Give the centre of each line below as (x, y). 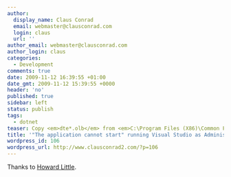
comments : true (29, 71)
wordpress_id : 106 (33, 141)
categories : (24, 58)
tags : (15, 115)
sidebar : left (27, 103)
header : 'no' (26, 90)
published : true (30, 97)
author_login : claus (37, 52)
